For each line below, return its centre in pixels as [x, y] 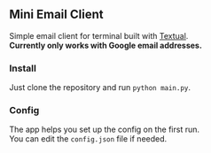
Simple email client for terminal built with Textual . [99, 35]
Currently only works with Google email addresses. [105, 45]
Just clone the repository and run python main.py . [100, 88]
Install [23, 68]
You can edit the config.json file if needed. [88, 139]
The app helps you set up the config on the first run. [105, 130]
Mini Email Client [56, 15]
